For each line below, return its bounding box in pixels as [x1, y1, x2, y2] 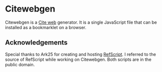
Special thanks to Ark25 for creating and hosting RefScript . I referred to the [5, 51, 156, 57]
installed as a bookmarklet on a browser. [5, 24, 87, 30]
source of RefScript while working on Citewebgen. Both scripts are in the [5, 57, 152, 62]
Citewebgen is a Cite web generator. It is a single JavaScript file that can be [5, 19, 157, 25]
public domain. [5, 61, 35, 67]
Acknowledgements [5, 39, 68, 47]
